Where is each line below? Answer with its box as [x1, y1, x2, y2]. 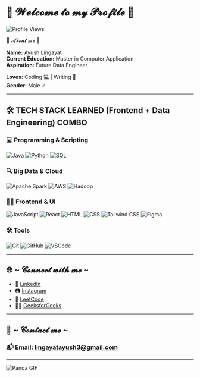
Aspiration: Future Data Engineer [6, 61, 88, 68]
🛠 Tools [6, 226, 30, 234]
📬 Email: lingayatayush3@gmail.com [6, 343, 118, 351]
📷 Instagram [14, 287, 46, 294]
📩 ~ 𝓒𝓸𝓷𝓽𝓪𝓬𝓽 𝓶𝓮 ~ [6, 325, 68, 335]
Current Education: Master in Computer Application [6, 55, 134, 62]
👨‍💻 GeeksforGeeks [14, 302, 62, 309]
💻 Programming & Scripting [6, 136, 89, 144]
